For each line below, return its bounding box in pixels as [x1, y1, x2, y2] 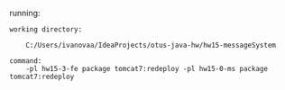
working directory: [9, 25, 83, 34]
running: [9, 8, 41, 18]
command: [9, 57, 42, 66]
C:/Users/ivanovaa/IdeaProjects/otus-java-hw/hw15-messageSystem [25, 40, 277, 49]
